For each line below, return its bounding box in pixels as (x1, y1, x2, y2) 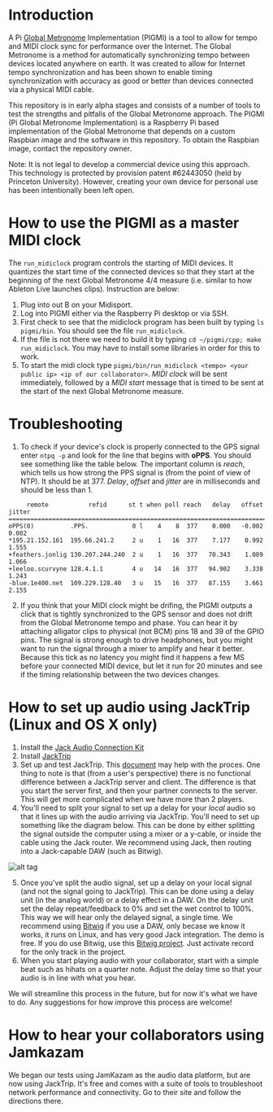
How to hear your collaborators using (8, 1026, 265, 1044)
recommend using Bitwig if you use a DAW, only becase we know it (19, 921, 245, 930)
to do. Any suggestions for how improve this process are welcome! (8, 997, 232, 1007)
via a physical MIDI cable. (8, 84, 94, 94)
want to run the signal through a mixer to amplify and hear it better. (19, 643, 245, 653)
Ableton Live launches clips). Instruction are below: (8, 283, 180, 294)
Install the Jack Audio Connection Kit (19, 742, 145, 752)
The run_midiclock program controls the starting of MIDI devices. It (8, 258, 234, 268)
